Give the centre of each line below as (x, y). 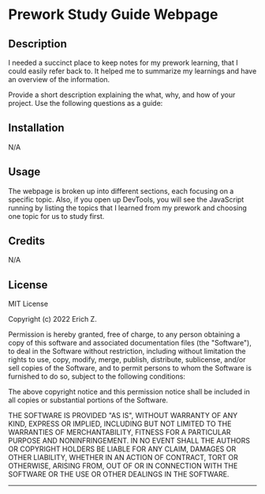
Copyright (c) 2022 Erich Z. (52, 319)
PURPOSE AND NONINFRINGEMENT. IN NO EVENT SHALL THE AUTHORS (129, 441)
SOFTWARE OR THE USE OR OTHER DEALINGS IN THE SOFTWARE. (119, 474)
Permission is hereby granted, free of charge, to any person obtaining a (124, 334)
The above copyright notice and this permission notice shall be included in (129, 392)
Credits (27, 241)
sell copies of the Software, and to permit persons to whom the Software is (130, 368)
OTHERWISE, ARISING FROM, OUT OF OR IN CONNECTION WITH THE (123, 466)
